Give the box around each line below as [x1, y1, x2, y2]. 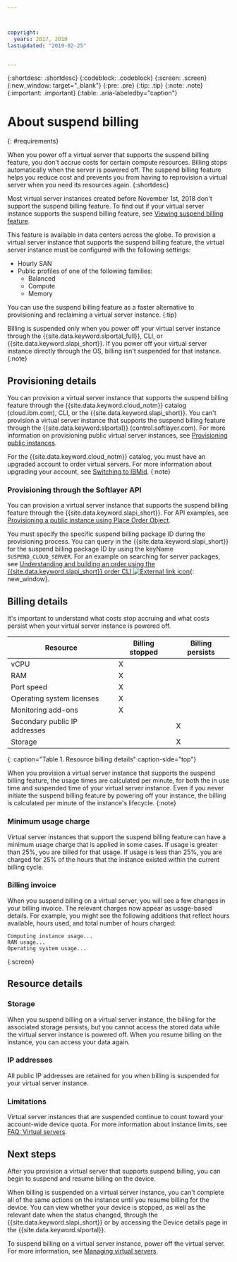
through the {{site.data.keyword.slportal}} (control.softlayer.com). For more [7, 423, 226, 432]
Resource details [7, 978, 83, 990]
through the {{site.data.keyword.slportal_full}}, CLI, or [7, 332, 164, 340]
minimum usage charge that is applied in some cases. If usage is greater [7, 840, 218, 848]
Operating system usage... [7, 945, 87, 952]
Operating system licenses [11, 694, 99, 703]
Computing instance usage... [7, 933, 93, 940]
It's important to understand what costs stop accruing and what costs [7, 614, 209, 623]
